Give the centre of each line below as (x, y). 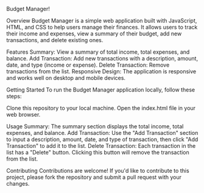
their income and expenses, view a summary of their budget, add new (94, 34)
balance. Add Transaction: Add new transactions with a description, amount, (102, 58)
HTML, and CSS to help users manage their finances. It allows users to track (102, 27)
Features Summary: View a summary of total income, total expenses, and (98, 52)
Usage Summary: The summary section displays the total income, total (95, 126)
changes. (18, 184)
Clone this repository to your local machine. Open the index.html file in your (101, 108)
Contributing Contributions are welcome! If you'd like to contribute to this (98, 171)
